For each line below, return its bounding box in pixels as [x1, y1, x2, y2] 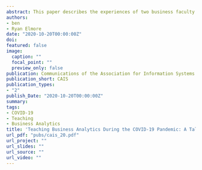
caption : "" [11, 54, 42, 60]
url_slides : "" [6, 143, 44, 150]
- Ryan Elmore [6, 25, 42, 32]
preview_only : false [11, 65, 63, 71]
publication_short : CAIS [6, 76, 69, 82]
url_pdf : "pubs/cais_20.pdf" [6, 132, 79, 139]
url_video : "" [6, 154, 42, 160]
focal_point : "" [11, 59, 52, 65]
